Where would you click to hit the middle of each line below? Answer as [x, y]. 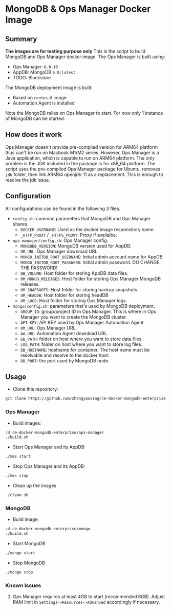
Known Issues [23, 585]
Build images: [27, 423]
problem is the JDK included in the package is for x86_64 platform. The [80, 163]
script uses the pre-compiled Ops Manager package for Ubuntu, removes [83, 169]
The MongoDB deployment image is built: [49, 88]
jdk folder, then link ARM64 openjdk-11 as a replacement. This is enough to [84, 174]
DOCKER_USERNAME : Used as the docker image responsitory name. [88, 229]
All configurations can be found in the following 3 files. [63, 208]
